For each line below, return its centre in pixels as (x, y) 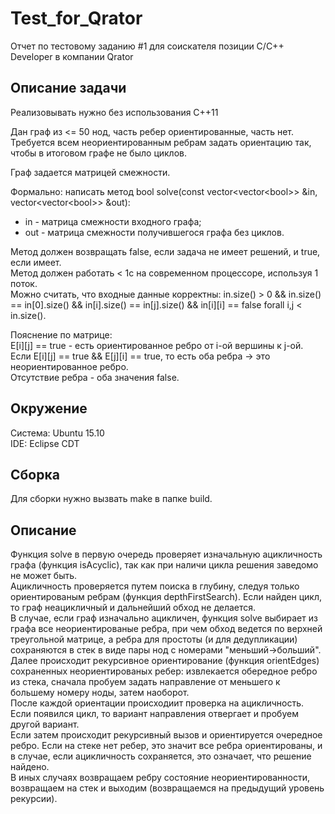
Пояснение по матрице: (61, 334)
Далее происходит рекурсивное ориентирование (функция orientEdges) (165, 661)
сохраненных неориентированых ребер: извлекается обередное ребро (164, 671)
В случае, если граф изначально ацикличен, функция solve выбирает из (164, 618)
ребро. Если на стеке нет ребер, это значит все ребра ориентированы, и (166, 746)
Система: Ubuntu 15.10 (57, 433)
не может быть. (44, 576)
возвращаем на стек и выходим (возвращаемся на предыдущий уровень (167, 788)
